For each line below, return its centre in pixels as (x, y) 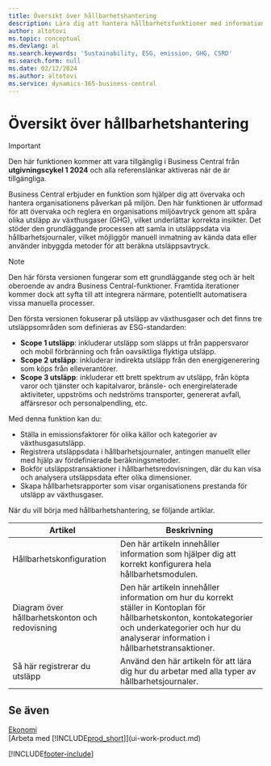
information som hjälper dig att (178, 554)
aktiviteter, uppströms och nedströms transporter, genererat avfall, (131, 395)
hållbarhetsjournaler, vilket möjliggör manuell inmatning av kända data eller (133, 237)
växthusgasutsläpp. (53, 443)
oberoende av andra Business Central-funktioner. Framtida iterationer (124, 286)
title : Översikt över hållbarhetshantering (83, 16)
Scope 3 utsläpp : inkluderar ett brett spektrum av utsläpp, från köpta (135, 378)
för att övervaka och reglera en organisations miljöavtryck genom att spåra (132, 212)
